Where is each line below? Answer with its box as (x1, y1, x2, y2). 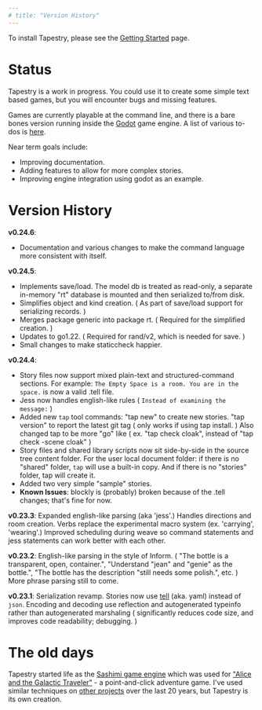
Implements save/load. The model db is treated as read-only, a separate (19, 281, 253, 291)
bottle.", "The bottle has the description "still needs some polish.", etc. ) (8, 567, 238, 577)
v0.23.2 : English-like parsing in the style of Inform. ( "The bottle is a (8, 551, 229, 560)
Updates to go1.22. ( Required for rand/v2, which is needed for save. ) (19, 331, 246, 341)
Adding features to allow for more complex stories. (19, 166, 184, 175)
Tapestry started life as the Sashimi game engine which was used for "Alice (8, 669, 252, 679)
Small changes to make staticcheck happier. (19, 339, 162, 350)
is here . (22, 126, 46, 136)
